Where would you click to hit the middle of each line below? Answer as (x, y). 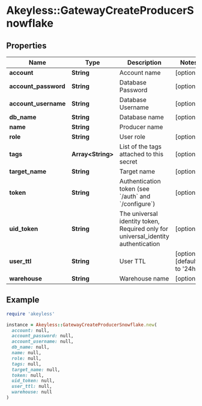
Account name (140, 73)
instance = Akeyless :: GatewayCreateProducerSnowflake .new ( (82, 325)
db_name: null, (31, 347)
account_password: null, (43, 336)
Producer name (141, 127)
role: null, (27, 358)
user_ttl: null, (32, 387)
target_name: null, (36, 370)
